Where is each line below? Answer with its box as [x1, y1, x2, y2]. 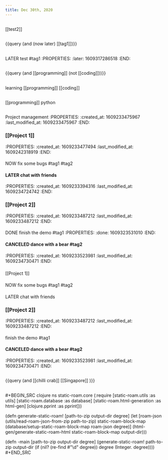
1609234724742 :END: [5, 189, 53, 195]
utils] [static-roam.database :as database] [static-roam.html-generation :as [5, 397, 161, 403]
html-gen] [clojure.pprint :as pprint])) [5, 403, 82, 409]
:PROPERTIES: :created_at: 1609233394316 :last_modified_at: [5, 183, 133, 190]
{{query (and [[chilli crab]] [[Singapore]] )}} [5, 378, 95, 384]
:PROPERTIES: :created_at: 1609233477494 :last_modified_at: [5, 144, 134, 150]
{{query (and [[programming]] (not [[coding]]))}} [5, 70, 106, 76]
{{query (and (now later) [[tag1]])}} [5, 41, 77, 47]
